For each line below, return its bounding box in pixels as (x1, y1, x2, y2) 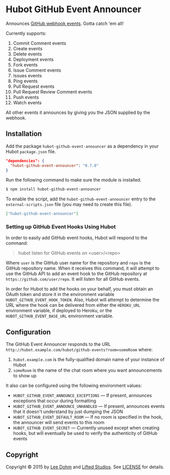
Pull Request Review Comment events (13, 88, 93, 95)
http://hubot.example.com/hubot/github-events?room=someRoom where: (6, 347, 153, 353)
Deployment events (13, 56, 54, 62)
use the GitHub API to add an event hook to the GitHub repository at (6, 271, 147, 277)
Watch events (13, 99, 42, 105)
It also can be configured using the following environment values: (6, 382, 142, 389)
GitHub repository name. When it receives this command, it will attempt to (6, 265, 160, 272)
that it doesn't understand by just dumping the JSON (13, 408, 123, 415)
